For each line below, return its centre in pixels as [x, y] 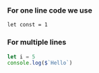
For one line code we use [50, 10]
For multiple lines [37, 42]
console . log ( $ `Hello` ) [40, 63]
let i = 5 [21, 57]
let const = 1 [28, 25]
